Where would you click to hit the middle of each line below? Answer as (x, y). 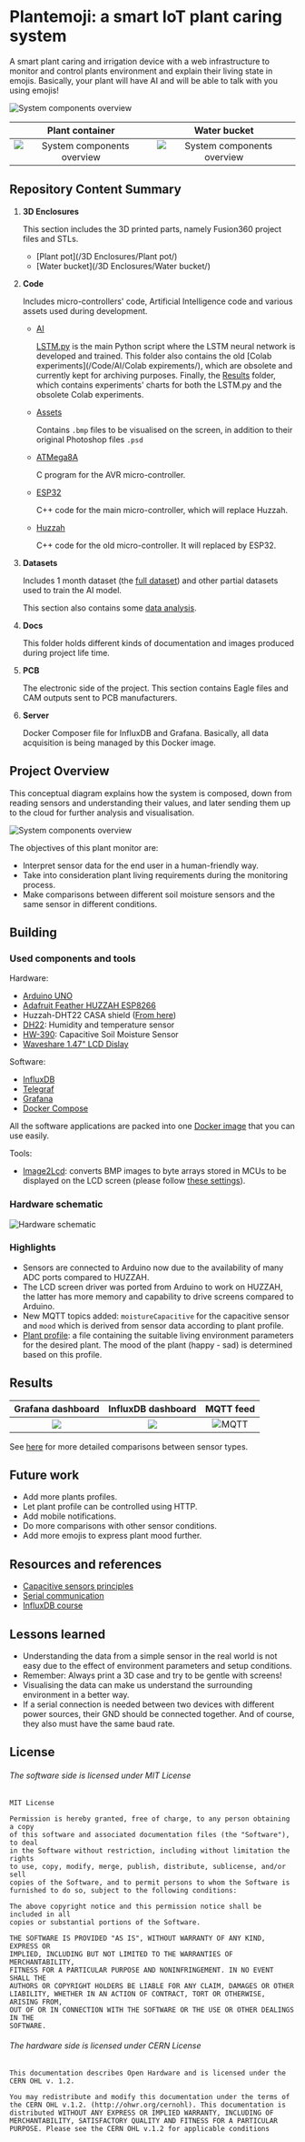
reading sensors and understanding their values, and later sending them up (150, 803)
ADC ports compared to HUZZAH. (86, 1277)
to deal (24, 1843)
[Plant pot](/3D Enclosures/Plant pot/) (107, 256)
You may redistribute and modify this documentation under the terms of (150, 2097)
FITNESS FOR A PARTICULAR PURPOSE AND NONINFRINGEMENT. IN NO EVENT (142, 1970)
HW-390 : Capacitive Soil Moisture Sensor (100, 1035)
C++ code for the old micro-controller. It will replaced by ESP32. (156, 545)
